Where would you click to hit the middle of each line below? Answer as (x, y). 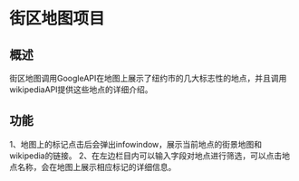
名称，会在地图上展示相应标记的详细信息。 (96, 167)
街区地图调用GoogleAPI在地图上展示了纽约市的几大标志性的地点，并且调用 (148, 78)
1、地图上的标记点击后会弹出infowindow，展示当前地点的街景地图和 (136, 144)
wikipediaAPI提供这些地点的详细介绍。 (81, 90)
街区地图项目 (58, 19)
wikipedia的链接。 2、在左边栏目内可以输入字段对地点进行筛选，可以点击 (146, 156)
